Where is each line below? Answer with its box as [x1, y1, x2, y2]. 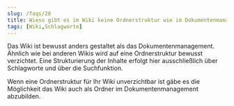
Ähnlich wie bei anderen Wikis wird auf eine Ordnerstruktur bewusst [7, 49, 203, 58]
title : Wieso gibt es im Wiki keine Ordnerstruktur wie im [7, 17, 182, 24]
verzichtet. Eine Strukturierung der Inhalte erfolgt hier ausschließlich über [7, 57, 218, 65]
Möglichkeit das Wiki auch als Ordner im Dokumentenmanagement [7, 85, 198, 94]
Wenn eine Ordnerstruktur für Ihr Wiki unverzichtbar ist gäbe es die [7, 78, 201, 86]
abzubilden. [7, 92, 41, 100]
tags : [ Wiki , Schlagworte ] [7, 23, 82, 30]
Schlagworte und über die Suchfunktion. [7, 64, 123, 73]
